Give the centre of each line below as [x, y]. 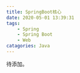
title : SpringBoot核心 [34, 12]
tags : [13, 23]
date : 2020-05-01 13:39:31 [40, 18]
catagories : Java [28, 46]
